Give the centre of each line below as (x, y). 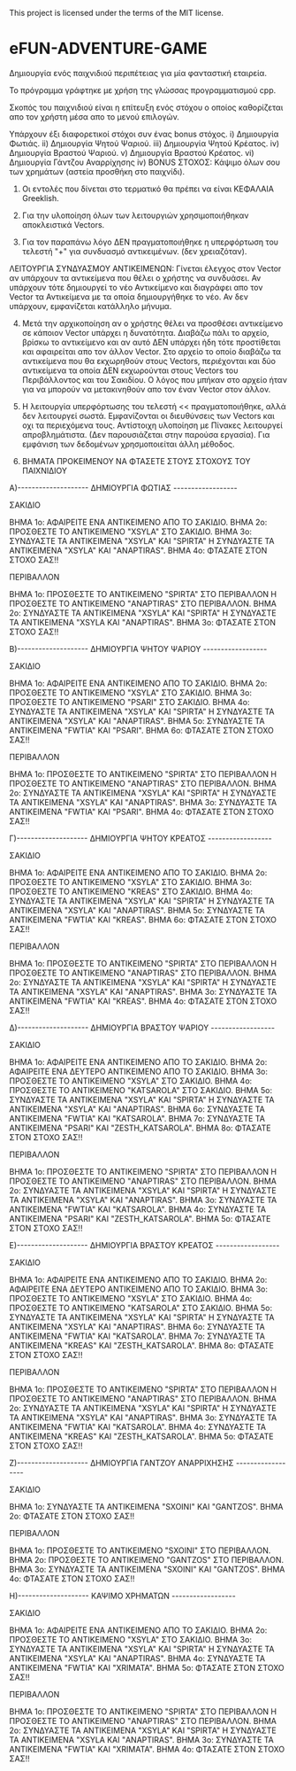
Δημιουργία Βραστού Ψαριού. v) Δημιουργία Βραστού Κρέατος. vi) (132, 152)
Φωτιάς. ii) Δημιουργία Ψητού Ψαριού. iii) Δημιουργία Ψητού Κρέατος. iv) (144, 143)
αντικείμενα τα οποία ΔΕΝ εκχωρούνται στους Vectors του (130, 370)
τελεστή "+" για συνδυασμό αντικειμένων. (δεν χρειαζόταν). (134, 251)
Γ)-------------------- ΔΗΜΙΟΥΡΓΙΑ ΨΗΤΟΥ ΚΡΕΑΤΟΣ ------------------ (140, 838)
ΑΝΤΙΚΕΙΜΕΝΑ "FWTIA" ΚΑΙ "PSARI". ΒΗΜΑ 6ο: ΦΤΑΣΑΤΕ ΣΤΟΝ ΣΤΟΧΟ (141, 730)
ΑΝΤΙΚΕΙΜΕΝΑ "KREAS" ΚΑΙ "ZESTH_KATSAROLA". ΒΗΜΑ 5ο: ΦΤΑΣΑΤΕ (141, 1436)
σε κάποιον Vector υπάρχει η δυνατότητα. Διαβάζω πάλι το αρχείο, (145, 332)
